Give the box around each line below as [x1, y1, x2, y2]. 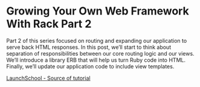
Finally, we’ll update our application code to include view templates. [6, 62, 175, 70]
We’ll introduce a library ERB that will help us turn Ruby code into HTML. [6, 56, 186, 63]
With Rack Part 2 [6, 17, 92, 31]
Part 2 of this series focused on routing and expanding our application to [6, 37, 187, 44]
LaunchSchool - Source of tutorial [6, 74, 91, 82]
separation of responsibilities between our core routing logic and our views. [6, 50, 195, 57]
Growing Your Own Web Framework [6, 4, 189, 18]
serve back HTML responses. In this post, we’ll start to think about [6, 43, 171, 51]
